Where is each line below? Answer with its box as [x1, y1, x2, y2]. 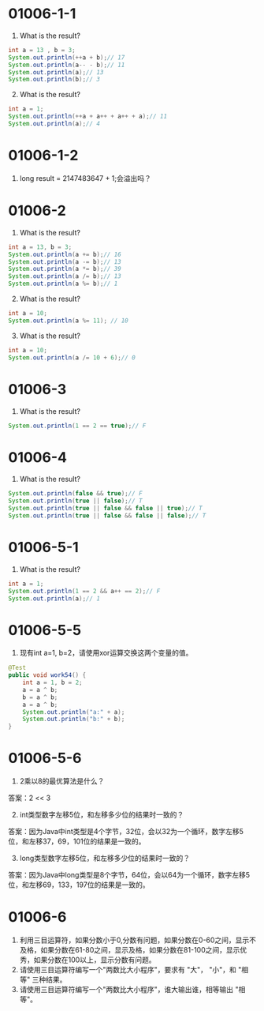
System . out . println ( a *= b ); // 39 [8, 265, 122, 273]
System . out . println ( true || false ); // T [8, 497, 143, 505]
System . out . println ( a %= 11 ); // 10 [8, 317, 128, 325]
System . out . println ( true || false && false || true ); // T [8, 505, 203, 513]
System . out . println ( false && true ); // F [8, 490, 143, 498]
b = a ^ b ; [22, 693, 58, 701]
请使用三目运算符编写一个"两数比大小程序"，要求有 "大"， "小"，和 [19, 965, 236, 975]
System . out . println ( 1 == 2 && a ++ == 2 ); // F [8, 587, 161, 595]
